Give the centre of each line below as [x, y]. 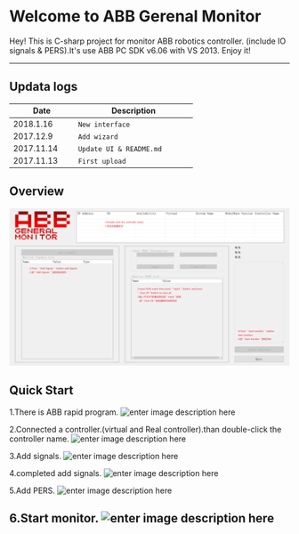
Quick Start [41, 390]
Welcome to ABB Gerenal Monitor [135, 16]
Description [133, 111]
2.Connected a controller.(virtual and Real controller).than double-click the [145, 429]
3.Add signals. [36, 456]
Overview [37, 192]
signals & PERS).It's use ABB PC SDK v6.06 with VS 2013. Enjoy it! [130, 50]
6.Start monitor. [54, 518]
